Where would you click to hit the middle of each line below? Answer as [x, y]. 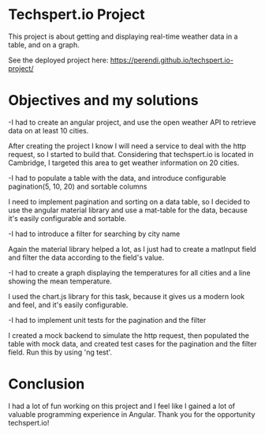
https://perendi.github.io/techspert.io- [172, 60]
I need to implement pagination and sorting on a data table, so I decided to [129, 201]
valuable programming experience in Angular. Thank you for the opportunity [132, 414]
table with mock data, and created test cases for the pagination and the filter [132, 343]
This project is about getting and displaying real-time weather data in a [123, 36]
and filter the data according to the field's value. [86, 257]
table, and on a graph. [44, 44]
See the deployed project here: [58, 60]
